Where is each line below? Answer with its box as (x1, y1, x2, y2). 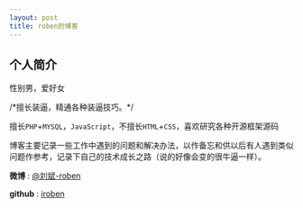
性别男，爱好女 (9, 83, 65, 94)
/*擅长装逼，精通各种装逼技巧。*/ (9, 102, 134, 113)
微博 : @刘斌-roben (9, 170, 81, 181)
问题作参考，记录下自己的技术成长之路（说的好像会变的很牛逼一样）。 (9, 151, 266, 162)
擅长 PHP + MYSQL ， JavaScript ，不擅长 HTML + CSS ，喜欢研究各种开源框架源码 (9, 121, 280, 131)
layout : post (9, 13, 59, 23)
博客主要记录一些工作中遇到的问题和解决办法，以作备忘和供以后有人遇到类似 (9, 140, 294, 151)
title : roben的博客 (9, 22, 78, 31)
